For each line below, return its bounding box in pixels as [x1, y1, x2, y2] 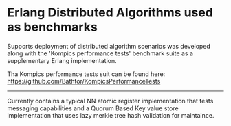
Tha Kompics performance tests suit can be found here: [7, 70, 166, 78]
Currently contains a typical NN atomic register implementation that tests [7, 97, 214, 105]
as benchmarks [7, 19, 98, 35]
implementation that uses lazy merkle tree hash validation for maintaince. [7, 111, 214, 119]
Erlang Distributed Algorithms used [7, 5, 213, 21]
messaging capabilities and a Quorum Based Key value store [7, 104, 179, 112]
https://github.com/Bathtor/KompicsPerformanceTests [7, 77, 161, 85]
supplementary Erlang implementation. [7, 56, 117, 64]
